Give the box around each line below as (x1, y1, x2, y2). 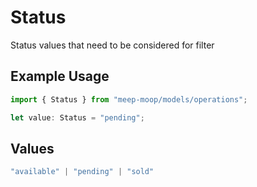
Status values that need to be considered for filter (10, 39, 215, 51)
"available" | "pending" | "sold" (10, 167, 155, 177)
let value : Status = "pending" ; (10, 112, 145, 123)
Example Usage (10, 68, 110, 85)
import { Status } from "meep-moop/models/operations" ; (10, 94, 248, 105)
